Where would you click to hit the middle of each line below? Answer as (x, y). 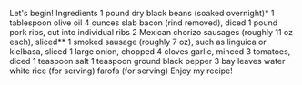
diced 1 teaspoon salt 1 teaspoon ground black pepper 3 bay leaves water (147, 61)
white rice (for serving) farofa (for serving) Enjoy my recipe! (121, 71)
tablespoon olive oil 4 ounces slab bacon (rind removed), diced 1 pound (144, 23)
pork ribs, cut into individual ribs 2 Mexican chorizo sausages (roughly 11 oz (151, 32)
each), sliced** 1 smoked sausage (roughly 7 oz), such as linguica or (138, 42)
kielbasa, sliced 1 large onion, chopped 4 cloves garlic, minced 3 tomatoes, (150, 52)
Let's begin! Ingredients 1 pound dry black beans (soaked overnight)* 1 (142, 13)
